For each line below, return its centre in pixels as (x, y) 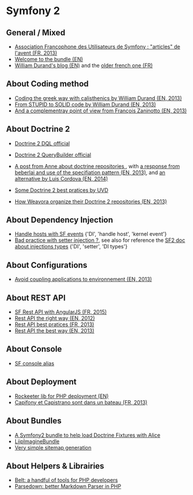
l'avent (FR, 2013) (36, 53)
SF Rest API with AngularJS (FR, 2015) (61, 312)
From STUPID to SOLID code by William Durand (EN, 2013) (85, 104)
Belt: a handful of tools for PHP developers (66, 480)
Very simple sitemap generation (53, 447)
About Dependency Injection (60, 220)
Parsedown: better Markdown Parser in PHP (68, 486)
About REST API (36, 298)
